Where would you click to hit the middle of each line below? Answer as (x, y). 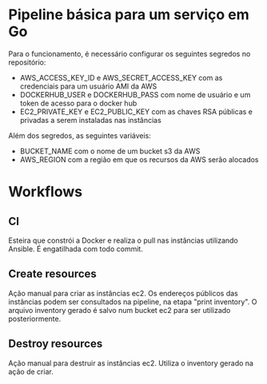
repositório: (27, 62)
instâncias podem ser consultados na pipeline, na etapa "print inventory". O (133, 302)
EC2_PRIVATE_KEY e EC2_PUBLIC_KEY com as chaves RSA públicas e (136, 111)
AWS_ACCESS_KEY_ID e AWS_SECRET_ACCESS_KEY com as (121, 77)
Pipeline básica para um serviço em (129, 15)
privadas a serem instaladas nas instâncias (90, 120)
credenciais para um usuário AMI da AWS (88, 86)
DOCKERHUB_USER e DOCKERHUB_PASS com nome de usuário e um (135, 94)
